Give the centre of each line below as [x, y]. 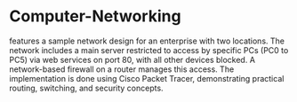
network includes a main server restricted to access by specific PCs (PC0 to [149, 50]
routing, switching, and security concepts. [86, 88]
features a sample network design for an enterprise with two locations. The [147, 41]
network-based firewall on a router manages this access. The [122, 69]
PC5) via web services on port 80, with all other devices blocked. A [132, 59]
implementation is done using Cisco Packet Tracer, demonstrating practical [147, 78]
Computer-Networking [95, 16]
